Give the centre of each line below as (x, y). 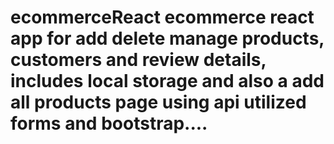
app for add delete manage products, (167, 38)
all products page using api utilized (158, 102)
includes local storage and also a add (167, 81)
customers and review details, (138, 60)
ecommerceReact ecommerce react (162, 17)
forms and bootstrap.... (109, 123)
